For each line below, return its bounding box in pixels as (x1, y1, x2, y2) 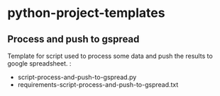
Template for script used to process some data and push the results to (7, 52, 213, 60)
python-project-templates (7, 5, 165, 21)
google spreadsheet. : (7, 59, 72, 68)
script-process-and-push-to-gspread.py (17, 73, 137, 81)
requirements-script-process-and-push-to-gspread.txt (17, 80, 179, 89)
